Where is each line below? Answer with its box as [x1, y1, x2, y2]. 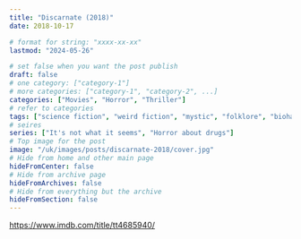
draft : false [9, 71, 58, 80]
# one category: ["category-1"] [9, 79, 130, 88]
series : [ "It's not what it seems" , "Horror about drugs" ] [9, 129, 235, 138]
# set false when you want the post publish [9, 62, 178, 72]
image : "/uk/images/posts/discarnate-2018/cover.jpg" [9, 145, 215, 155]
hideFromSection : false [9, 195, 99, 204]
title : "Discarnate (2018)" [9, 13, 115, 22]
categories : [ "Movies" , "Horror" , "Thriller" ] [9, 95, 186, 104]
